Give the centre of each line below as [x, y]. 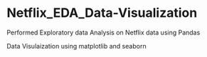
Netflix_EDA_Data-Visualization [102, 13]
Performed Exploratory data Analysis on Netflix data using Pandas [103, 32]
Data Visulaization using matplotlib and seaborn [76, 46]
